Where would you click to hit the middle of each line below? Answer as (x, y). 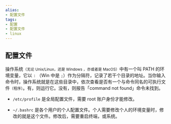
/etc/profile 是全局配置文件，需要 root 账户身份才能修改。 (75, 99)
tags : (11, 19)
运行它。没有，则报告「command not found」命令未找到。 (102, 88)
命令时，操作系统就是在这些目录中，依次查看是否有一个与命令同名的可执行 (83, 82)
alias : (12, 10)
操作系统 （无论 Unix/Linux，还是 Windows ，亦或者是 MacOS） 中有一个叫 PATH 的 (83, 69)
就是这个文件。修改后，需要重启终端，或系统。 (71, 116)
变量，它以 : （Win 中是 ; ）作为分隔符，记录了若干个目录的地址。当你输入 (88, 75)
